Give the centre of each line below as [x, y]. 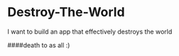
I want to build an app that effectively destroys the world [90, 31]
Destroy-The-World [66, 12]
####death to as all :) [39, 45]
